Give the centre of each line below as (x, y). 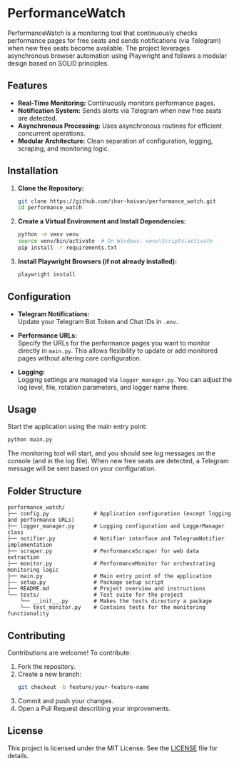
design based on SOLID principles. (58, 63)
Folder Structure (45, 491)
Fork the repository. (47, 666)
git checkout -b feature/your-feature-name (83, 687)
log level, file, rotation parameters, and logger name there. (103, 387)
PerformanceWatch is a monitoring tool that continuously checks (102, 33)
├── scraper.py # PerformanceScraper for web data (103, 551)
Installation (33, 171)
